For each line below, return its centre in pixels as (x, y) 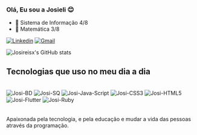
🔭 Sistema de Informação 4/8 (51, 23)
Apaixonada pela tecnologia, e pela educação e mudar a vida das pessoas (99, 119)
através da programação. (38, 125)
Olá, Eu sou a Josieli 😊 (40, 10)
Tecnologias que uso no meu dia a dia (79, 71)
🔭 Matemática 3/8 (37, 29)
